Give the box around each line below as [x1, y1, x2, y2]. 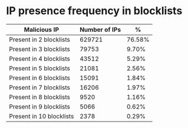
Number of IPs [79, 25, 121, 34]
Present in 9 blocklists [9, 102, 71, 110]
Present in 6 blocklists [9, 74, 71, 82]
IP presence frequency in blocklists [6, 4, 183, 18]
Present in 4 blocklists [9, 54, 71, 63]
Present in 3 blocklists [9, 45, 71, 53]
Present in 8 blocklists [9, 93, 71, 101]
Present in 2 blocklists [9, 35, 71, 44]
